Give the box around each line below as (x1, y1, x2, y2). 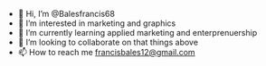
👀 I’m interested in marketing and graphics (17, 18, 176, 29)
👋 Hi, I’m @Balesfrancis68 (17, 9, 116, 19)
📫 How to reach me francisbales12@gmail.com (17, 47, 196, 57)
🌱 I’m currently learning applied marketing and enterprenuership (17, 28, 258, 37)
